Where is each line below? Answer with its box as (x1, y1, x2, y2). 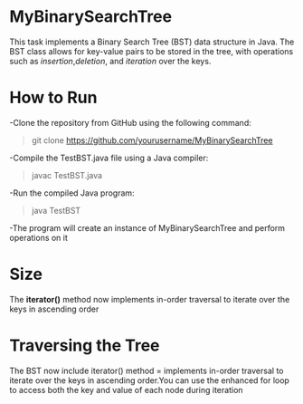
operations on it (9, 232, 68, 243)
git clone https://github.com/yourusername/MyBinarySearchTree (31, 134, 273, 146)
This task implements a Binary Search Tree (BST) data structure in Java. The (9, 36, 295, 47)
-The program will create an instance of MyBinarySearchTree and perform (9, 222, 286, 233)
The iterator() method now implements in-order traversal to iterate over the (9, 293, 290, 304)
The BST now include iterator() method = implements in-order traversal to (9, 365, 284, 376)
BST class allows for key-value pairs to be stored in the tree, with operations (9, 45, 294, 56)
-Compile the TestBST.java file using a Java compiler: (9, 152, 209, 163)
